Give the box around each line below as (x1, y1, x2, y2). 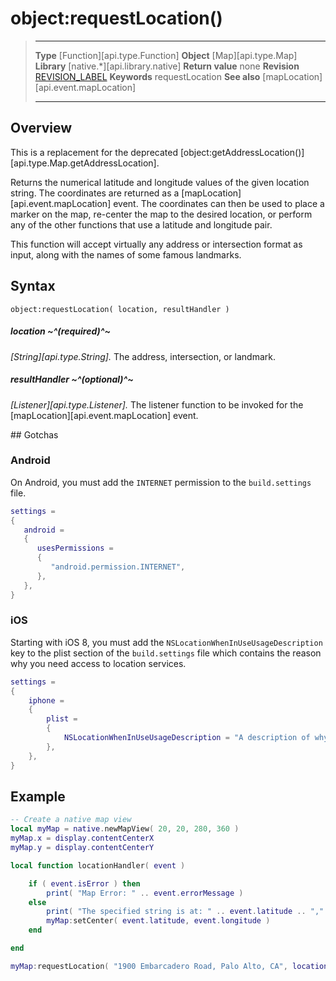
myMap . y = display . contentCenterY (10, 843, 155, 853)
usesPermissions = (36, 543, 114, 554)
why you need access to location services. (10, 657, 187, 669)
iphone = (28, 695, 65, 706)
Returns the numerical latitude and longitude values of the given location (10, 176, 310, 188)
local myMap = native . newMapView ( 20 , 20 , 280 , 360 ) (10, 824, 240, 834)
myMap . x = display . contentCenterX (10, 833, 155, 844)
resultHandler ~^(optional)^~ (10, 373, 134, 386)
